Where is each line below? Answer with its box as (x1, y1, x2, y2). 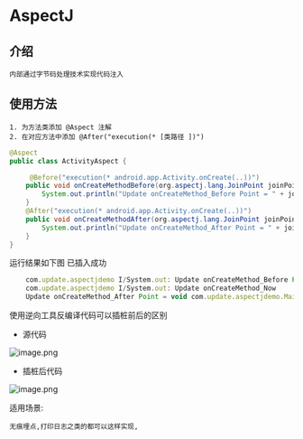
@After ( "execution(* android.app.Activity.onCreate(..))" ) (25, 207, 252, 216)
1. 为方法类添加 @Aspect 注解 (9, 123, 113, 132)
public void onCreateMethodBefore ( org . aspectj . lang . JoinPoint (25, 182, 264, 191)
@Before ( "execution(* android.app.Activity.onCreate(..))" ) (29, 173, 260, 182)
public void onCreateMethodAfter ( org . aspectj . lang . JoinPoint (25, 214, 260, 224)
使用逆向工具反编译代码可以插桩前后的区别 (9, 310, 168, 321)
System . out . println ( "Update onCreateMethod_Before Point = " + (41, 190, 284, 199)
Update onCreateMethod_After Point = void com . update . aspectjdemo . (25, 293, 284, 302)
